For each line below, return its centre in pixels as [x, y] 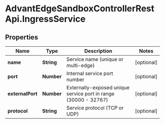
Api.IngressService [45, 19]
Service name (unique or [95, 59]
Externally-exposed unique [98, 88]
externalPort [23, 94]
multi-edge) [80, 65]
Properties [22, 37]
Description [98, 51]
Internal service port [90, 73]
